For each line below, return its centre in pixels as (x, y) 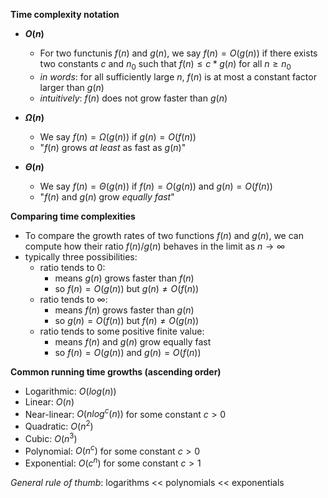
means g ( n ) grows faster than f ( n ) (124, 278)
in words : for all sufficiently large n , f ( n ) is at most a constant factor (178, 76)
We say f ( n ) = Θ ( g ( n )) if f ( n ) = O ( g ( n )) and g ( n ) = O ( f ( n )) (156, 186)
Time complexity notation (65, 14)
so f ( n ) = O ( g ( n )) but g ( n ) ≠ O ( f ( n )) (127, 288)
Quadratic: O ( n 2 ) (59, 426)
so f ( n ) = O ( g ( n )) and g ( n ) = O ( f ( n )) (128, 352)
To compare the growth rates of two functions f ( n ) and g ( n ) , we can (164, 235)
